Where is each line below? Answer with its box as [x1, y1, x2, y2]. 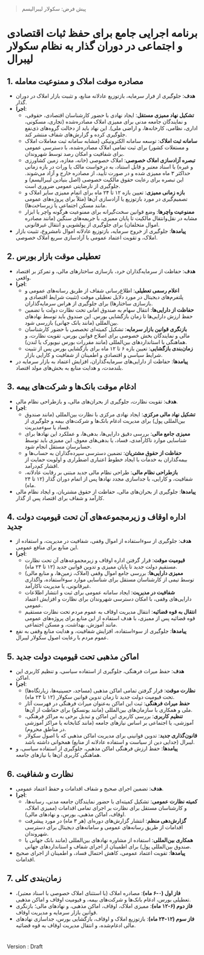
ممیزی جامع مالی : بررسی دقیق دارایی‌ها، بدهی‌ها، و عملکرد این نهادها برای [24, 430, 191, 437]
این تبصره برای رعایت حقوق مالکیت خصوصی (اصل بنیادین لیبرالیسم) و [24, 176, 184, 183]
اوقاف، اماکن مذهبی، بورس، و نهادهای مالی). [24, 811, 127, 818]
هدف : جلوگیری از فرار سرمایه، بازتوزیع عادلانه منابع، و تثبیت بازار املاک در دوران [15, 92, 196, 99]
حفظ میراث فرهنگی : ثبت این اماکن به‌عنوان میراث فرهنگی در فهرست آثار [24, 700, 190, 707]
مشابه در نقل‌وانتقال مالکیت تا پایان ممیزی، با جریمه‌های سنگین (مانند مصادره [24, 215, 197, 222]
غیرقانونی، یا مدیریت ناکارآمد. [24, 582, 91, 590]
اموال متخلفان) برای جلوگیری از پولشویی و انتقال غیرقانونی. [24, 221, 160, 228]
